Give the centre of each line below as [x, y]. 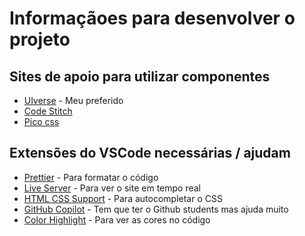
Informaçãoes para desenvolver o [152, 18]
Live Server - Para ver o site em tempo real [112, 188]
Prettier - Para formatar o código [91, 177]
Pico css [41, 121]
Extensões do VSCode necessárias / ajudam [150, 153]
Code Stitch [48, 111]
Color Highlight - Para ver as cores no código [117, 219]
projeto [40, 39]
